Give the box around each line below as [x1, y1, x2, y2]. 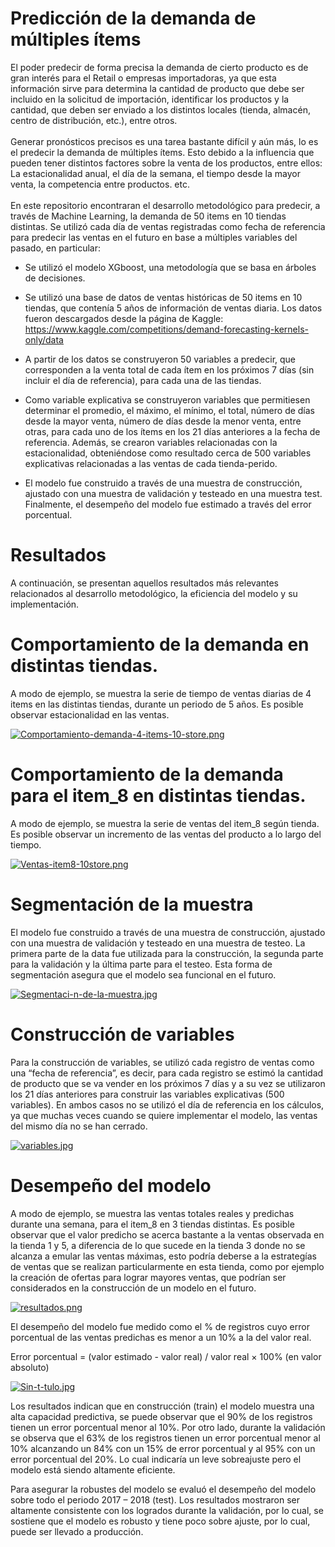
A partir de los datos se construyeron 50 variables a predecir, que [24, 353, 297, 365]
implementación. [10, 598, 80, 610]
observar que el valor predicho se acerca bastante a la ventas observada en [10, 1228, 325, 1241]
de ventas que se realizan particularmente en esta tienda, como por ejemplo [10, 1260, 325, 1272]
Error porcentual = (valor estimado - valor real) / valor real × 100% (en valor [10, 1350, 322, 1362]
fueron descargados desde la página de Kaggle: [24, 312, 224, 324]
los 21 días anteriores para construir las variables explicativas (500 [10, 1088, 285, 1100]
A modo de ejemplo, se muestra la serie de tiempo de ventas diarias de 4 [10, 687, 312, 699]
